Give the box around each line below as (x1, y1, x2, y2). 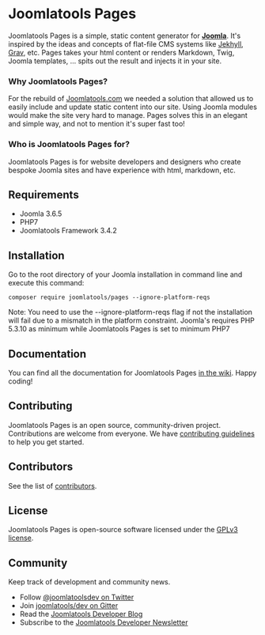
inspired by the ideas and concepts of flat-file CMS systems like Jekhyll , (8, 39, 244, 48)
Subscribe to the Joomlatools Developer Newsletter (19, 618, 188, 627)
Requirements (8, 187, 79, 202)
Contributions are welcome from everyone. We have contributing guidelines (8, 429, 256, 438)
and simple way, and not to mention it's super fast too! (8, 119, 186, 129)
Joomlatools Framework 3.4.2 (19, 226, 117, 236)
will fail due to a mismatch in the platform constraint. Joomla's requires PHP (8, 316, 255, 325)
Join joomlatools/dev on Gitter (19, 601, 119, 610)
